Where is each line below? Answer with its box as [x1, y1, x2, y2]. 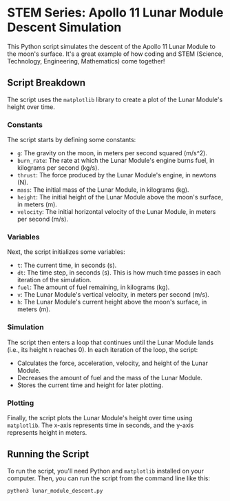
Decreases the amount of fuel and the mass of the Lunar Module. [17, 373, 203, 382]
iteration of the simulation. [17, 276, 92, 284]
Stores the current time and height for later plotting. [17, 381, 164, 389]
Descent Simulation [7, 19, 122, 35]
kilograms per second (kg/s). [17, 164, 100, 172]
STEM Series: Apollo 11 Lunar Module [7, 5, 224, 21]
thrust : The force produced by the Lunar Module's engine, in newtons [17, 171, 217, 179]
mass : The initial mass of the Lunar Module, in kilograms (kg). [17, 186, 189, 194]
